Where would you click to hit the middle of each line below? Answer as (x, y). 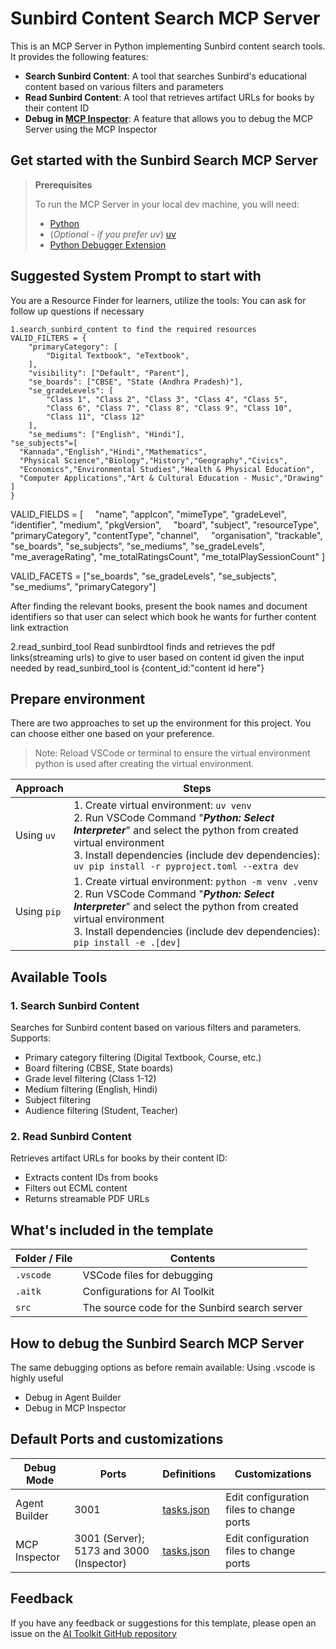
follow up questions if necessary (77, 311)
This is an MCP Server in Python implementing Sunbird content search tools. (168, 46)
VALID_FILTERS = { (48, 338)
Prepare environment (78, 698)
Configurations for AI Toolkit (148, 1292)
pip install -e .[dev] (127, 943)
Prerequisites (63, 184)
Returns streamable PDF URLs (87, 1199)
